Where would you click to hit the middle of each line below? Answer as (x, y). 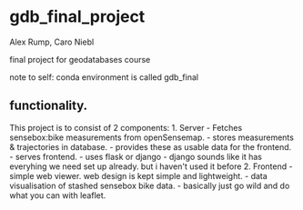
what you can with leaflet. (58, 195)
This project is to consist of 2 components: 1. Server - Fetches (126, 127)
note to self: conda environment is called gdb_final (104, 77)
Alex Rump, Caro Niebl (52, 42)
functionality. (49, 106)
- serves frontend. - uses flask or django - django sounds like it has (136, 156)
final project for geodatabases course (80, 59)
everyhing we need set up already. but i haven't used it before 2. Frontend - (151, 166)
